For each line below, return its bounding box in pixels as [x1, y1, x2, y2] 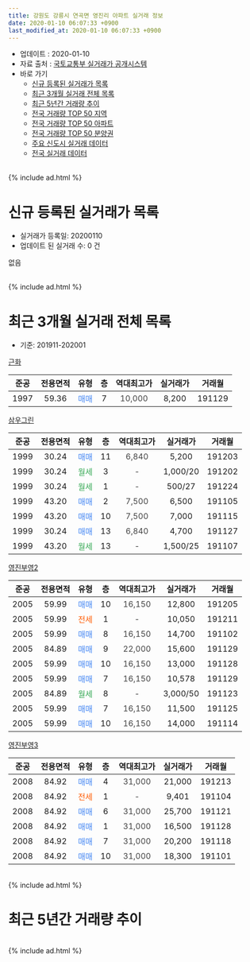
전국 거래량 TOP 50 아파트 [31, 118, 113, 128]
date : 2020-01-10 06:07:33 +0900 [8, 19, 119, 27]
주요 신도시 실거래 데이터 [31, 138, 109, 148]
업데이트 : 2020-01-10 [19, 49, 90, 59]
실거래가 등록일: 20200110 [19, 231, 103, 241]
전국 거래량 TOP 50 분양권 [31, 129, 113, 138]
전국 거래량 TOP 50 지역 [31, 109, 107, 118]
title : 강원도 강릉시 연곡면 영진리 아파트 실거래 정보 [8, 11, 163, 20]
